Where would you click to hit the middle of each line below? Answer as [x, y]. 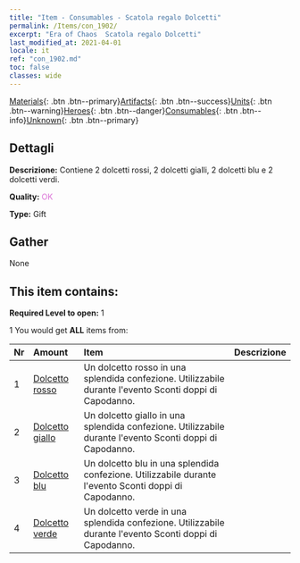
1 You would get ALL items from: [69, 331]
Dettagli [32, 148]
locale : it [29, 51]
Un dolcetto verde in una [135, 512]
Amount [50, 352]
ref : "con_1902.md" [46, 59]
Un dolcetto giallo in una [134, 416]
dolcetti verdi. [34, 179]
